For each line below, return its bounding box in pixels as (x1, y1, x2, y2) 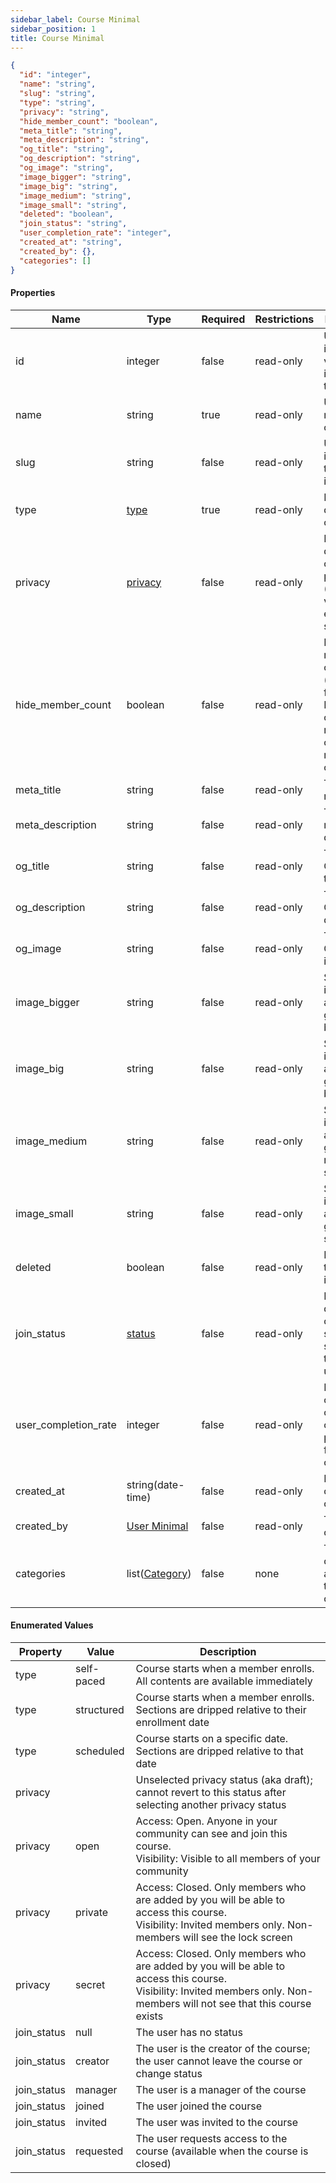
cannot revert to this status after (135, 1785, 287, 1799)
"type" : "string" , (19, 97, 97, 108)
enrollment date (135, 1715, 210, 1729)
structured (74, 1702, 125, 1716)
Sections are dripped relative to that (135, 1744, 304, 1758)
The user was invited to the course (135, 2115, 299, 2129)
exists (135, 2009, 164, 2023)
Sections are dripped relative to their (135, 1702, 307, 1716)
